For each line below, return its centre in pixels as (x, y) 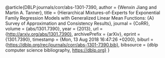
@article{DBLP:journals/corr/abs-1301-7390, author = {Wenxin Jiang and (81, 7)
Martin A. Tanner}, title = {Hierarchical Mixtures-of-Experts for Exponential (83, 13)
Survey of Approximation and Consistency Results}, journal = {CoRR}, (78, 23)
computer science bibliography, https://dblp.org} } (58, 50)
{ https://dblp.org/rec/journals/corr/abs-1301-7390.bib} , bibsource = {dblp (82, 45)
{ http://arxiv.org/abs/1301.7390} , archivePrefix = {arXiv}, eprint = (73, 34)
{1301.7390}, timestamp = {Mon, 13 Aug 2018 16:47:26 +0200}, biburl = (79, 39)
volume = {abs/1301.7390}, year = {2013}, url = (54, 29)
